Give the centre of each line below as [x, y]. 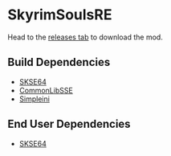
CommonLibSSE [46, 90]
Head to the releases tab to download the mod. [85, 37]
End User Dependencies [69, 124]
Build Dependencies [59, 62]
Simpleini [34, 99]
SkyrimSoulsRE [60, 15]
